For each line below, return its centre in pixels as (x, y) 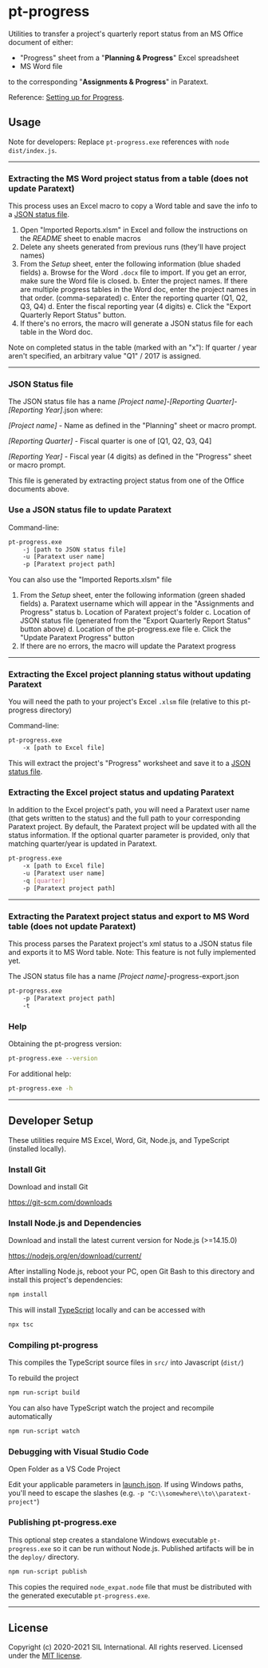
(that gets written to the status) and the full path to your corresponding (124, 818)
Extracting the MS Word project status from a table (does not (128, 178)
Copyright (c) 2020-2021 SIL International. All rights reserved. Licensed (126, 1647)
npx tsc (21, 1325)
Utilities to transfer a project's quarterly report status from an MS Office (126, 34)
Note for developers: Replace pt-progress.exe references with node (119, 142)
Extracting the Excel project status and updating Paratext (121, 792)
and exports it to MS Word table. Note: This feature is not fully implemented (132, 952)
